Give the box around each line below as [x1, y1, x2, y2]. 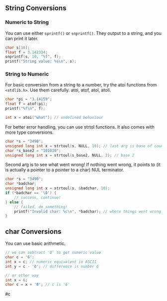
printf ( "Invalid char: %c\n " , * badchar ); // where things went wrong [14, 209, 162, 214]
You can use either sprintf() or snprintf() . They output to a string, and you [5, 30, 162, 36]
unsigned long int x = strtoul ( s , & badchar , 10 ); [5, 186, 110, 191]
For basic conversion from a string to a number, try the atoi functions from [5, 82, 157, 88]
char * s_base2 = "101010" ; [5, 148, 61, 153]
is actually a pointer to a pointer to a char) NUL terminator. [5, 167, 124, 173]
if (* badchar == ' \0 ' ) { [5, 191, 57, 196]
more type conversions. [5, 129, 54, 135]
